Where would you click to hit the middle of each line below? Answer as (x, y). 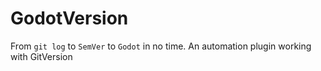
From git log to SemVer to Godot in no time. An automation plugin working (161, 46)
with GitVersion (41, 56)
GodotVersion (69, 18)
